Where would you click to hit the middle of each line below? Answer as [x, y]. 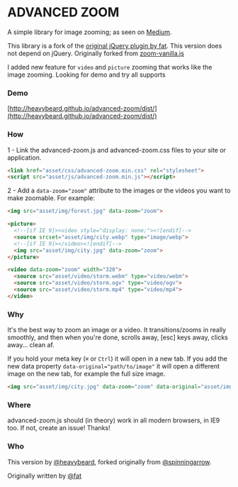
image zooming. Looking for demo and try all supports [86, 75]
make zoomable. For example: [51, 198]
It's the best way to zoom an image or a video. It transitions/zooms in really [117, 330]
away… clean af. [31, 345]
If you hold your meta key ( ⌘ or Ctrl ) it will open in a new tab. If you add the [118, 359]
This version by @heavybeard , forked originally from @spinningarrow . [109, 461]
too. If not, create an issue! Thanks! [59, 428]
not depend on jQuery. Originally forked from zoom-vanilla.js [96, 53]
